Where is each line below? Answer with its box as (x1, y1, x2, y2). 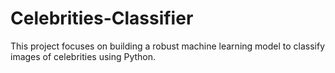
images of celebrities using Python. (10, 50, 157, 62)
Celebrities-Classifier (10, 7, 194, 30)
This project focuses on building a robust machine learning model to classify (10, 40, 326, 52)
